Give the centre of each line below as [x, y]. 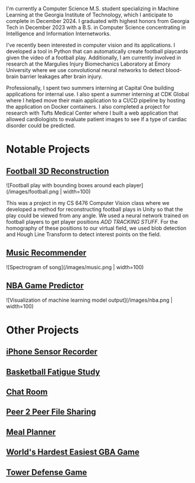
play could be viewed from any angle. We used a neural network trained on [97, 216]
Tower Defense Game [47, 472]
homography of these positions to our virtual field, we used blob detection [96, 228]
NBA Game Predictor [45, 286]
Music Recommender [46, 253]
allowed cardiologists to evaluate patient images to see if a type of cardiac [97, 119]
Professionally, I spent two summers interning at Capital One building [90, 88]
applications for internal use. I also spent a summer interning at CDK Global [97, 94]
